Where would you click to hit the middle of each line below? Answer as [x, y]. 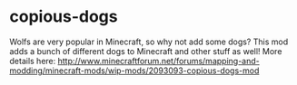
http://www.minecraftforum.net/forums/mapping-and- [159, 61]
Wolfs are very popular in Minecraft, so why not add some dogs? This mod [149, 42]
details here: [33, 61]
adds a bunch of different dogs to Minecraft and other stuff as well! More [146, 51]
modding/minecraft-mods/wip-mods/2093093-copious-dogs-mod [134, 71]
